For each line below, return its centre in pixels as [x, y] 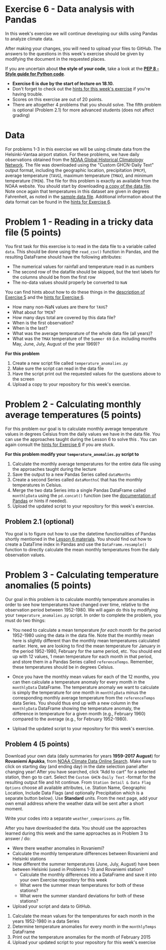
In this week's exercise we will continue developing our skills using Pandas [81, 33]
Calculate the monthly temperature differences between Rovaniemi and [85, 854]
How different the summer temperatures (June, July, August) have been [86, 864]
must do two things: [26, 620]
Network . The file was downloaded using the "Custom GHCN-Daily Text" [80, 165]
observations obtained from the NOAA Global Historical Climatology [74, 160]
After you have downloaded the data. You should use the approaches [76, 828]
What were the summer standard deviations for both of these [82, 896]
